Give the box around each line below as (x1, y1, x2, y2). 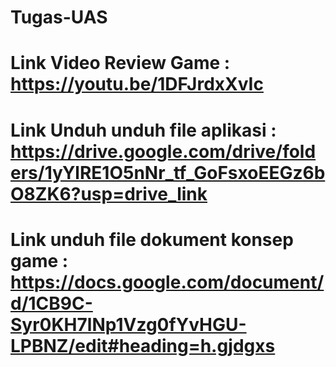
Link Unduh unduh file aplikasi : (10, 119, 277, 141)
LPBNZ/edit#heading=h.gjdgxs (10, 334, 276, 357)
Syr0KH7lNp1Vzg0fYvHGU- (10, 313, 247, 336)
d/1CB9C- (10, 292, 93, 315)
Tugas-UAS (10, 6, 108, 29)
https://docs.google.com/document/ (10, 271, 325, 293)
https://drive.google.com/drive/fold (10, 140, 317, 163)
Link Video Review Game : (10, 52, 231, 75)
